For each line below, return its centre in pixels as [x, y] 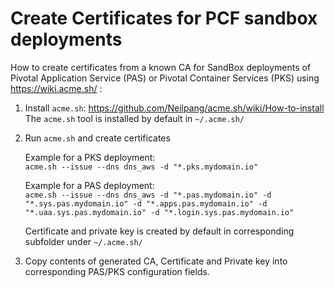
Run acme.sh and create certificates [97, 138]
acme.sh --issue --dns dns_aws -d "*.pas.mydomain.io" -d [148, 195]
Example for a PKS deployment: [90, 157]
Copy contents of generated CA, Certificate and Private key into [156, 261]
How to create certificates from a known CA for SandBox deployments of [161, 67]
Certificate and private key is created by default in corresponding [159, 231]
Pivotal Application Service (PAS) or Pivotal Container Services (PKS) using [165, 78]
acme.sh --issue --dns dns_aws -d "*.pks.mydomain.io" [141, 167]
